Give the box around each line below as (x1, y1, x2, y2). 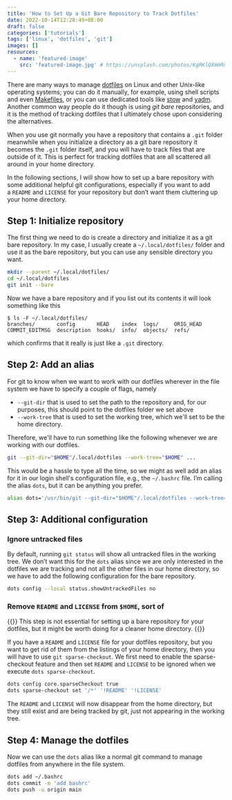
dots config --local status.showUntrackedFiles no (7, 585, 156, 592)
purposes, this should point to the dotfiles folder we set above (17, 405, 194, 413)
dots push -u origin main (7, 786, 81, 793)
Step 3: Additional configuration (7, 514, 148, 525)
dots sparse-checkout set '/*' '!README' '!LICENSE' (7, 687, 162, 694)
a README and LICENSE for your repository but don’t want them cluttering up (7, 188, 218, 196)
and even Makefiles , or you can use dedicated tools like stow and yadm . (7, 95, 213, 104)
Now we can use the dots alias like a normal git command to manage (7, 753, 203, 761)
